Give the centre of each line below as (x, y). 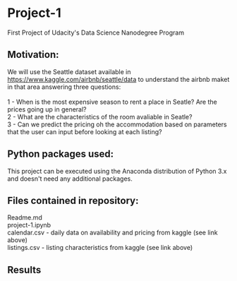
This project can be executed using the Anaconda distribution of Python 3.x (117, 171)
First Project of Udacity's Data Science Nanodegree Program (96, 32)
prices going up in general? (47, 109)
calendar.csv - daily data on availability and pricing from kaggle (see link (113, 233)
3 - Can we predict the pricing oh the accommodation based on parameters (117, 124)
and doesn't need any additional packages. (70, 179)
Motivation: (33, 55)
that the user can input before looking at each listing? (85, 131)
